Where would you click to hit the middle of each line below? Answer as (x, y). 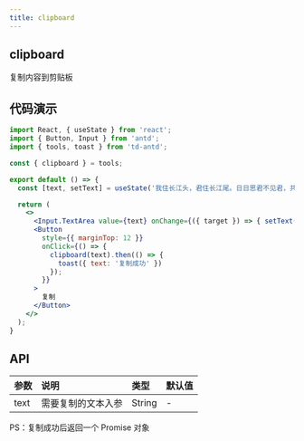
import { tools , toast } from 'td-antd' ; (89, 147)
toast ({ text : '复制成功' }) (110, 264)
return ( (34, 205)
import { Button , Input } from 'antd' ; (85, 139)
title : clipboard (42, 18)
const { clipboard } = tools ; (66, 163)
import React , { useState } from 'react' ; (90, 130)
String (144, 403)
